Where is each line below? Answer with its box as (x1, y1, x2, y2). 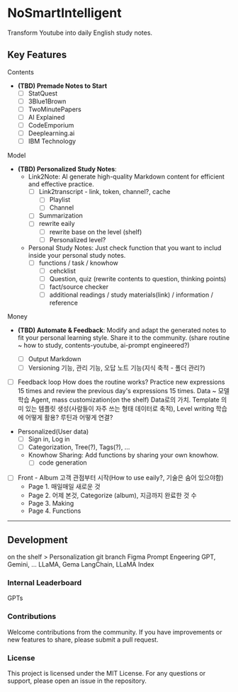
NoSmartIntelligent (7, 5, 122, 21)
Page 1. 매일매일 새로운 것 (28, 482, 101, 491)
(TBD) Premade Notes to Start (17, 81, 108, 90)
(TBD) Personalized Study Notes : (17, 165, 117, 174)
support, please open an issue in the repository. (7, 676, 147, 685)
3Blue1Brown (28, 97, 67, 106)
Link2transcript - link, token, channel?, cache (38, 188, 171, 196)
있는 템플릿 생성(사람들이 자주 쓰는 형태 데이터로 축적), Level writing (25, 404, 215, 413)
